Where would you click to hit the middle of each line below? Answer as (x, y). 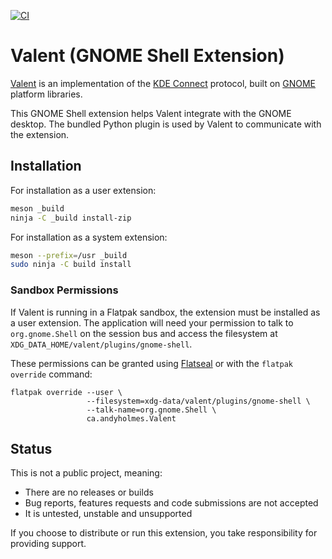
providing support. (48, 544)
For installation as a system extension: (89, 237)
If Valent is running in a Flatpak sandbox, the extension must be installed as (165, 312)
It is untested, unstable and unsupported (108, 514)
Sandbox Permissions (64, 290)
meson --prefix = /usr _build (69, 255)
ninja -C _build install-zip (71, 218)
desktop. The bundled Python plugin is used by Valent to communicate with (166, 124)
